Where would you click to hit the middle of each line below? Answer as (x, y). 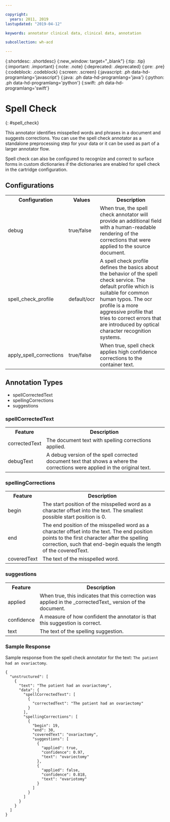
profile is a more (119, 305)
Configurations (30, 185)
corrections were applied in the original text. (98, 467)
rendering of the (119, 233)
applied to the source (125, 246)
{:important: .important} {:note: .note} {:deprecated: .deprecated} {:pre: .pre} (85, 67)
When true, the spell (124, 208)
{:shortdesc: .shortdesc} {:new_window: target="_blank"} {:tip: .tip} (75, 61)
